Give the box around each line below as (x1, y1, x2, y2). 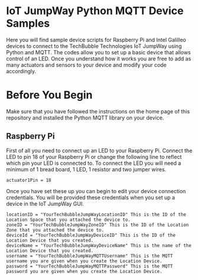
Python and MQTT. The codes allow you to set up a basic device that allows (6, 48, 191, 56)
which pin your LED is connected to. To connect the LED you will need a (6, 159, 181, 167)
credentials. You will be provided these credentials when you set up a (6, 194, 176, 201)
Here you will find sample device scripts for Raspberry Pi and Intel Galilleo (6, 36, 186, 43)
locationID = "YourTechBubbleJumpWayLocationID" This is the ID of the (6, 211, 186, 217)
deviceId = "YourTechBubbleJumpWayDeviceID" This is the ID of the (6, 232, 176, 238)
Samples (6, 17, 50, 30)
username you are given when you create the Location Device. (6, 258, 163, 264)
